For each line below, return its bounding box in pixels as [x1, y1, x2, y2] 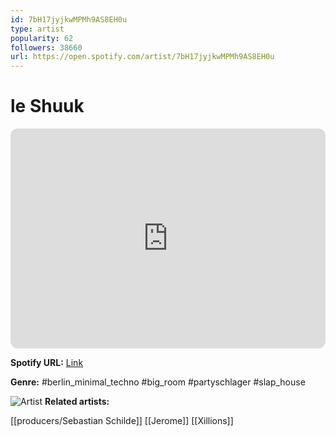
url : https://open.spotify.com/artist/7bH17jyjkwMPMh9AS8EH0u [10, 52, 275, 62]
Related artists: [44, 396, 110, 408]
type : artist [10, 24, 65, 34]
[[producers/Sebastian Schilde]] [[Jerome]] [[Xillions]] [10, 415, 234, 427]
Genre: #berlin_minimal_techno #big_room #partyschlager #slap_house [10, 376, 306, 388]
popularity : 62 [10, 33, 74, 43]
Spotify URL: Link [10, 357, 84, 369]
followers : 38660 [10, 42, 83, 53]
